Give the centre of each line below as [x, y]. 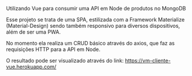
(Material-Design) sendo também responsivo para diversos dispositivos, [93, 26]
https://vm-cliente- [148, 61]
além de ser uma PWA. [34, 32]
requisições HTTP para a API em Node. [53, 49]
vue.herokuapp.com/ [31, 67]
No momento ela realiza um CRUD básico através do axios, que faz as [90, 43]
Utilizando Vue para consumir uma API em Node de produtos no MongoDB [96, 8]
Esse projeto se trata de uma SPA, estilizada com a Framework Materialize [95, 19]
